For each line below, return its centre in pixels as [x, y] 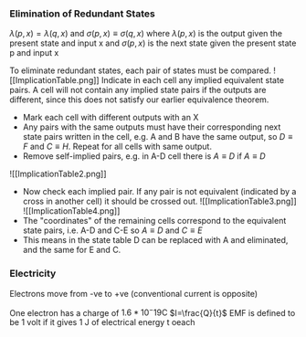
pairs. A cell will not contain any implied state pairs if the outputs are [138, 90]
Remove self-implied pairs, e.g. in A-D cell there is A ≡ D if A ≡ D [144, 156]
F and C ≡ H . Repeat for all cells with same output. [117, 147]
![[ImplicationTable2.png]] [58, 174]
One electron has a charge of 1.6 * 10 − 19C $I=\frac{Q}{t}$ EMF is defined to [153, 311]
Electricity [33, 274]
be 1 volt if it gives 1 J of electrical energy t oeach [102, 322]
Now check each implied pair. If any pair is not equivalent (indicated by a [159, 192]
